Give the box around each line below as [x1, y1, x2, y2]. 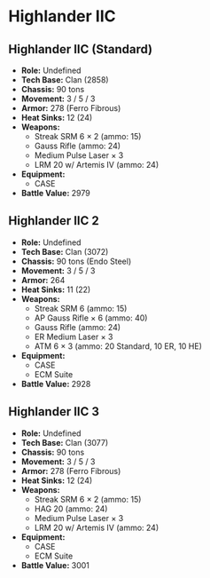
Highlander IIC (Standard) [8, 42, 152, 57]
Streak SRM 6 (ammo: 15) [34, 303, 128, 313]
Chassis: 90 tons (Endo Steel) [20, 256, 132, 266]
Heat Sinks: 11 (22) [20, 284, 91, 295]
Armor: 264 [20, 274, 66, 285]
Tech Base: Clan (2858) [20, 75, 109, 85]
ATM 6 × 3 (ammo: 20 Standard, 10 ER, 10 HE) [34, 340, 203, 352]
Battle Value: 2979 [20, 188, 90, 198]
